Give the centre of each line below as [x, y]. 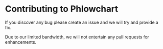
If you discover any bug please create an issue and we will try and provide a [82, 22]
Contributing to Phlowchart [62, 9]
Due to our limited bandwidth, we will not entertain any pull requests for [77, 37]
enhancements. [21, 42]
